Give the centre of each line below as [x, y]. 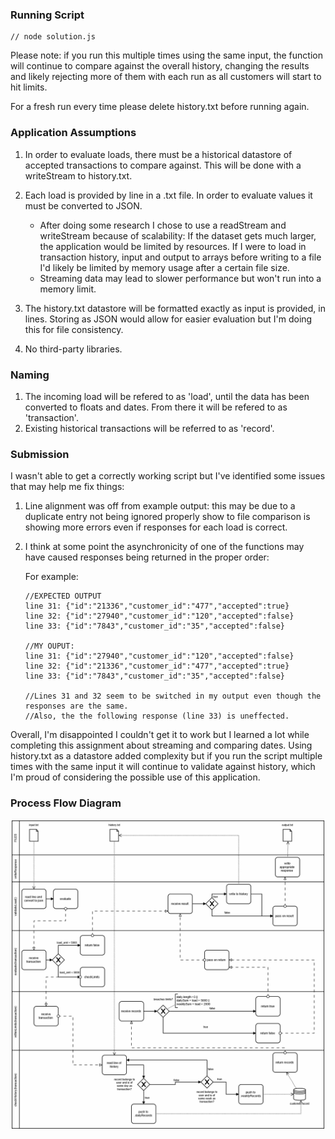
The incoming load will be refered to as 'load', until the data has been [167, 396]
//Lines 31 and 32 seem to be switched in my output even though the [173, 696]
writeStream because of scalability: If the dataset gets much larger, [178, 235]
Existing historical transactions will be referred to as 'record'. [149, 428]
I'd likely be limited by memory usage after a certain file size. [164, 267]
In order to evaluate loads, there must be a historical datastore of [158, 154]
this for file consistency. [74, 329]
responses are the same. [76, 706]
